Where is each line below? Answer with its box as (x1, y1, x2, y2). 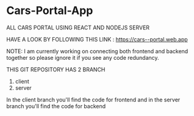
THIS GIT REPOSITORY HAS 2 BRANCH (6, 65, 106, 73)
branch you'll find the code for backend (6, 102, 106, 110)
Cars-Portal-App (6, 4, 93, 18)
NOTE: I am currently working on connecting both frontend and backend (6, 47, 189, 55)
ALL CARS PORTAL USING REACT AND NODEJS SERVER (6, 24, 150, 31)
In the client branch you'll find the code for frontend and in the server (6, 96, 181, 103)
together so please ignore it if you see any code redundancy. (6, 54, 160, 61)
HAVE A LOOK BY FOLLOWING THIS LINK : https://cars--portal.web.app (6, 35, 188, 43)
